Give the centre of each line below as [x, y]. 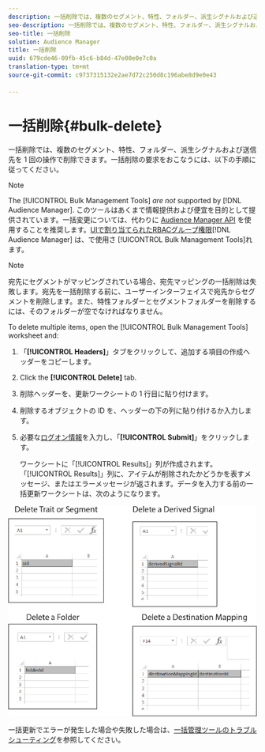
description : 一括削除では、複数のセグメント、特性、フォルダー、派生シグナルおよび [131, 17]
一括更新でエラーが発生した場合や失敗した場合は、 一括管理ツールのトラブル [132, 729]
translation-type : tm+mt [49, 67]
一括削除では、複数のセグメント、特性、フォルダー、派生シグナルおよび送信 [132, 149]
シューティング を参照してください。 [67, 739]
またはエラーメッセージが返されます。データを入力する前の [150, 483]
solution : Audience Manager [54, 42]
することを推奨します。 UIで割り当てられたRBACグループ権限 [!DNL [123, 229]
